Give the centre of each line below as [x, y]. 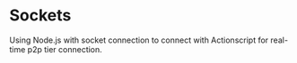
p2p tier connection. [65, 49]
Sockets [40, 16]
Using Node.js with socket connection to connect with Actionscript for [139, 40]
